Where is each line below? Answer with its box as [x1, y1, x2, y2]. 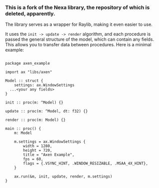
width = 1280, [23, 144, 52, 149]
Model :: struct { [5, 79, 43, 84]
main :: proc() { [5, 126, 41, 131]
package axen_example [5, 61, 50, 66]
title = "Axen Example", [23, 152, 75, 158]
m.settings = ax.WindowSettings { [14, 139, 86, 144]
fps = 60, [23, 157, 43, 162]
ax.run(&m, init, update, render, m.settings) [14, 174, 113, 179]
